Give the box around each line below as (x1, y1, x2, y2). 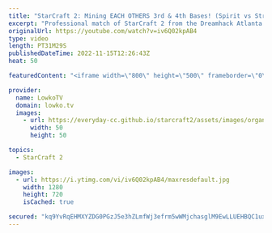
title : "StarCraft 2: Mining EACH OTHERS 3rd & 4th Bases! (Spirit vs (8, 11, 252, 20)
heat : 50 (8, 57, 38, 66)
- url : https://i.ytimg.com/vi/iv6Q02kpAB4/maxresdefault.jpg (15, 176, 230, 184)
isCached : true (23, 198, 74, 206)
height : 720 (23, 191, 63, 199)
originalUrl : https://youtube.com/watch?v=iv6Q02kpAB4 (8, 27, 198, 35)
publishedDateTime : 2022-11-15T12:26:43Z (8, 49, 151, 57)
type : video (8, 34, 49, 43)
